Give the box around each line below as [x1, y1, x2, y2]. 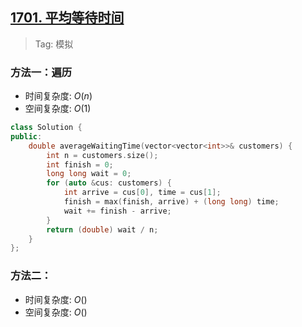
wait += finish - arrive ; [63, 206, 172, 216]
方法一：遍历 [10, 65, 73, 79]
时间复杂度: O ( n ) [24, 90, 93, 102]
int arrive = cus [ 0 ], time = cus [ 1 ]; [63, 188, 222, 198]
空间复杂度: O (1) [24, 103, 92, 115]
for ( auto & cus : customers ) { [46, 178, 172, 188]
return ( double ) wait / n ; [46, 224, 159, 235]
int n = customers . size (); [46, 150, 159, 160]
